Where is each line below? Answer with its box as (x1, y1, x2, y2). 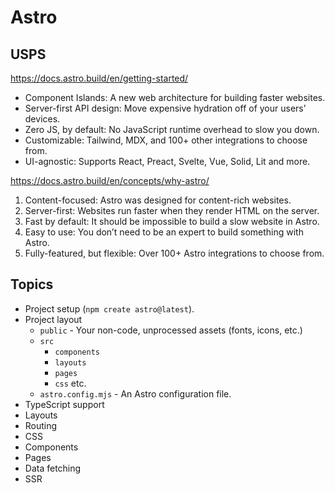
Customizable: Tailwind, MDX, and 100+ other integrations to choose (24, 134, 308, 146)
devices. (24, 113, 61, 125)
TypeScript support (24, 398, 105, 410)
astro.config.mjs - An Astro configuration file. (39, 387, 232, 400)
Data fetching (24, 462, 82, 474)
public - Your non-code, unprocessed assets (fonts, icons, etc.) (39, 324, 303, 336)
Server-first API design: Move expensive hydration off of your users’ (24, 102, 307, 114)
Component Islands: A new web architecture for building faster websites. (24, 92, 326, 103)
